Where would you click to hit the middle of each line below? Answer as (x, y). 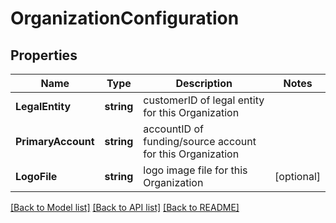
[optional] (297, 176)
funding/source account (200, 141)
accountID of (173, 129)
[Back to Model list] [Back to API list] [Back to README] (125, 207)
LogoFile (36, 176)
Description (204, 83)
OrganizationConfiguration (125, 18)
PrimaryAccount (55, 141)
